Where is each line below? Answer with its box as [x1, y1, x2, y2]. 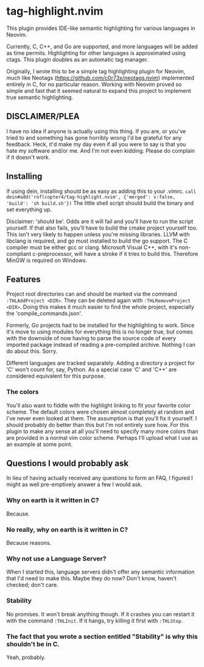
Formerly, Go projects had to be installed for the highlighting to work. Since [6, 322, 195, 329]
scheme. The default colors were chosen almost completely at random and [6, 408, 195, 415]
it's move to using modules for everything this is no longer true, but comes [6, 328, 193, 335]
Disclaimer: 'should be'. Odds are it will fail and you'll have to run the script [6, 217, 194, 225]
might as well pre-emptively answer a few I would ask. [6, 481, 142, 488]
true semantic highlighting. [6, 93, 74, 101]
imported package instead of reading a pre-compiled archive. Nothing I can [6, 341, 196, 349]
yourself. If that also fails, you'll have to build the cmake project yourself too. [6, 224, 198, 231]
